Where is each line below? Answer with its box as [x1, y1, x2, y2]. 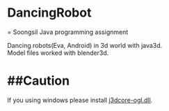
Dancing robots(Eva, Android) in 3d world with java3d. [7, 41, 163, 49]
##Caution [7, 73, 70, 89]
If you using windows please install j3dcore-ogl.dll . [7, 96, 153, 104]
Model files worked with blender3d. [7, 49, 109, 57]
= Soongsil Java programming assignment [7, 28, 129, 36]
